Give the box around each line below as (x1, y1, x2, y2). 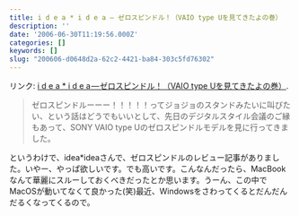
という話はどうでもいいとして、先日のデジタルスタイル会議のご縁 (47, 111, 291, 121)
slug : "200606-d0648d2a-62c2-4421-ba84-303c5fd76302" (9, 55, 215, 64)
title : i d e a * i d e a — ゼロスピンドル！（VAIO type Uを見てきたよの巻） (9, 13, 283, 22)
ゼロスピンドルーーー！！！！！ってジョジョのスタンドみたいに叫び (31, 99, 284, 110)
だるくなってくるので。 (9, 197, 96, 207)
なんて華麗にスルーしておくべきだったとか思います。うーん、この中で (9, 175, 268, 185)
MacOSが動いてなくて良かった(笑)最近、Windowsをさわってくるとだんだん (9, 186, 288, 196)
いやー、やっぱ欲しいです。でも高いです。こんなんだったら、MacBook (24, 163, 286, 174)
